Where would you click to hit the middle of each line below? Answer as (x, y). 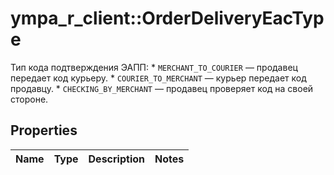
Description (116, 159)
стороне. (29, 99)
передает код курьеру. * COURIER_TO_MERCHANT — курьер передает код (158, 78)
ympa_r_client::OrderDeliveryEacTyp (167, 18)
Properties (44, 130)
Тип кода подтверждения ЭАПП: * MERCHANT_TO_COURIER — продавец (154, 67)
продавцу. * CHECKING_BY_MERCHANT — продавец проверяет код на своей (162, 88)
